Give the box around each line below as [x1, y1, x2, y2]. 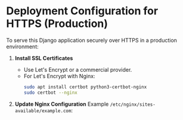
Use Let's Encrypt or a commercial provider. [23, 66, 132, 73]
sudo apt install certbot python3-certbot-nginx [23, 84, 147, 90]
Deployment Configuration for [6, 4, 159, 18]
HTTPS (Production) [6, 17, 108, 30]
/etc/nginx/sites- [110, 101, 156, 107]
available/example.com [14, 107, 72, 114]
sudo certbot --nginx [23, 90, 77, 96]
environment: [6, 43, 39, 50]
